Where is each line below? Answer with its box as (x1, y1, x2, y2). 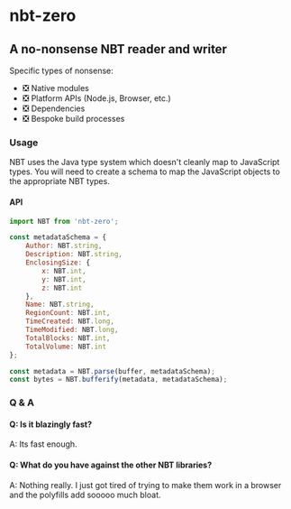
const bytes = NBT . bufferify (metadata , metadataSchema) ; (9, 375, 228, 384)
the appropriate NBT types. (9, 176, 110, 187)
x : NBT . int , (41, 266, 87, 275)
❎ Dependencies (22, 103, 86, 114)
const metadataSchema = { (9, 233, 106, 242)
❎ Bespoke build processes (22, 114, 125, 124)
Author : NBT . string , (25, 241, 103, 251)
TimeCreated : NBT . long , (25, 317, 115, 326)
